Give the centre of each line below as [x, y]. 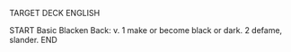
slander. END [34, 40]
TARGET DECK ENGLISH [55, 13]
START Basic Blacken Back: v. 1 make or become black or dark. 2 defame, [146, 30]
